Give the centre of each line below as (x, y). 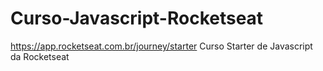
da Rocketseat (40, 56)
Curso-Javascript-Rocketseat (137, 18)
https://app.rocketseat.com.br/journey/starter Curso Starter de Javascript (161, 46)
